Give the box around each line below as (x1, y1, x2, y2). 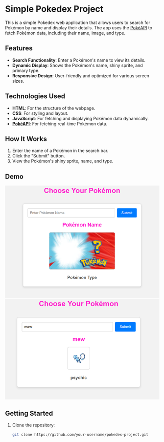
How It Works (5, 134, 47, 143)
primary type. (12, 67, 40, 73)
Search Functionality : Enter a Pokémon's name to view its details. (12, 57, 146, 63)
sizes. (12, 78, 24, 84)
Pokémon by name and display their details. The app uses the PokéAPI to (5, 24, 153, 30)
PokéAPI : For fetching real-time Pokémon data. (12, 121, 108, 127)
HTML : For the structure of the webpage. (12, 105, 95, 111)
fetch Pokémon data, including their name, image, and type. (5, 30, 126, 36)
